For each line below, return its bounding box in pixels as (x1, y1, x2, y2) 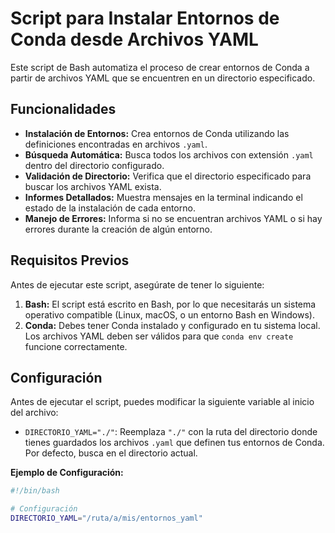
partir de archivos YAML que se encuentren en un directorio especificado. (10, 72, 316, 84)
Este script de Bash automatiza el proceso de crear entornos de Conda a (10, 61, 310, 73)
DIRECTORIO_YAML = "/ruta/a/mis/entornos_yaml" (10, 513, 203, 524)
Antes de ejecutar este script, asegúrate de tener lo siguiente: (10, 278, 265, 291)
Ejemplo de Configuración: (10, 467, 124, 479)
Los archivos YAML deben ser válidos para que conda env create (24, 330, 294, 342)
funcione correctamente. (24, 340, 128, 352)
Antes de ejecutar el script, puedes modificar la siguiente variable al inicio (10, 396, 315, 408)
